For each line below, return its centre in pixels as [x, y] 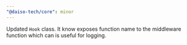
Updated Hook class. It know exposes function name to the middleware [94, 29]
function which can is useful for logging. [56, 35]
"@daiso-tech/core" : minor [40, 12]
